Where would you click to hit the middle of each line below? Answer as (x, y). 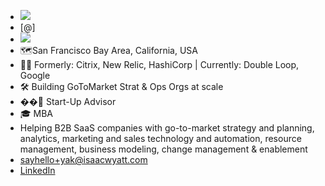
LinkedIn (37, 170)
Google (35, 75)
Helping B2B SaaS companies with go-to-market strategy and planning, (167, 128)
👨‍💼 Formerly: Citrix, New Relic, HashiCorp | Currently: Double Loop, (159, 64)
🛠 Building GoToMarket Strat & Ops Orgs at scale (121, 86)
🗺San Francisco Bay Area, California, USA (108, 50)
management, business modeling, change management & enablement (163, 149)
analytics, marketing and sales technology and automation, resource (160, 138)
